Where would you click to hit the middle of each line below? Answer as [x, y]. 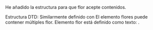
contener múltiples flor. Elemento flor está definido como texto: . [72, 22]
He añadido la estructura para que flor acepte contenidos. [66, 7]
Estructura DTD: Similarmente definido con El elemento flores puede [76, 17]
